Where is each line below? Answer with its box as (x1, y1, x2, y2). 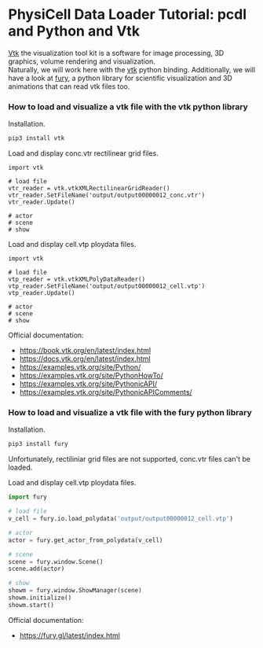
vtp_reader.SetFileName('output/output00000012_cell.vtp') (8, 282, 206, 290)
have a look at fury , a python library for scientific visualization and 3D (8, 73, 233, 83)
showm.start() (8, 601, 55, 609)
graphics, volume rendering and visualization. (8, 57, 155, 66)
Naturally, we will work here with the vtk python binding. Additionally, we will (8, 64, 256, 74)
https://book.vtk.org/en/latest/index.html (19, 346, 152, 355)
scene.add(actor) (8, 565, 65, 573)
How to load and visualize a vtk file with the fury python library (8, 407, 253, 418)
